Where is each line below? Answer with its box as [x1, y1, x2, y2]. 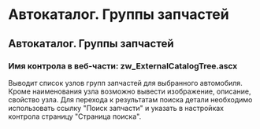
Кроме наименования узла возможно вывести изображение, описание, [8, 87, 251, 96]
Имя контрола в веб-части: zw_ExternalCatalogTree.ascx [8, 61, 238, 72]
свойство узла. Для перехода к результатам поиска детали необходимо [8, 94, 253, 104]
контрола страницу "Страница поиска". [8, 112, 142, 121]
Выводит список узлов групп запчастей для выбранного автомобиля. [8, 78, 243, 87]
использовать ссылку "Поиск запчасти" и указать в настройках [8, 103, 225, 112]
